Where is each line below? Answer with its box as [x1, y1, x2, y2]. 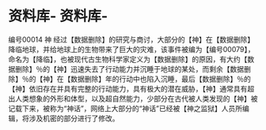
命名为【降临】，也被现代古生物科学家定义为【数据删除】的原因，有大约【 [8, 54, 248, 64]
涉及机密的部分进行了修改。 [28, 113, 120, 123]
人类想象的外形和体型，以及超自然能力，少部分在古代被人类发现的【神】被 [14, 94, 258, 103]
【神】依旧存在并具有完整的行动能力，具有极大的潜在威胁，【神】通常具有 [8, 84, 248, 93]
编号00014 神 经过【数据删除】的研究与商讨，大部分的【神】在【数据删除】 [8, 35, 255, 44]
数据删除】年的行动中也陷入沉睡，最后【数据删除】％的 [70, 74, 251, 84]
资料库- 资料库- [8, 7, 108, 25]
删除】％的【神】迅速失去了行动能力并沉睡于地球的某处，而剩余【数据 [14, 64, 244, 73]
